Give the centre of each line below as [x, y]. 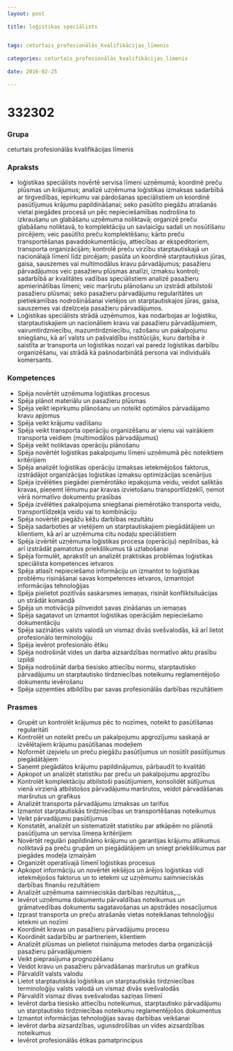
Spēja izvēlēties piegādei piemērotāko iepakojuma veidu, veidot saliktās [120, 482]
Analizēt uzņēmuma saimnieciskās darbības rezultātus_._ [99, 892]
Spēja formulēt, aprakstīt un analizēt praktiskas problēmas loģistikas [115, 556]
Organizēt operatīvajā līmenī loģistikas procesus [86, 862]
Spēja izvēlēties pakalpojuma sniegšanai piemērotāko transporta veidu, [119, 504]
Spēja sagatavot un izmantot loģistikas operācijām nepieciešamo [110, 615]
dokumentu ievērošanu [50, 681]
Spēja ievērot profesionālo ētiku [63, 645]
